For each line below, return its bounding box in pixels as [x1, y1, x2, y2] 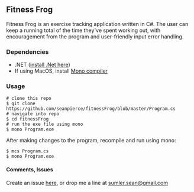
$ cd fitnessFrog [6, 116, 49, 122]
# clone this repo [6, 96, 51, 102]
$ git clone [6, 100, 35, 107]
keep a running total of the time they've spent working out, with [6, 27, 161, 34]
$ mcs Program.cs [6, 148, 49, 154]
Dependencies [6, 47, 49, 56]
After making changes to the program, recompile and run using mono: [6, 137, 176, 144]
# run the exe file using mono [6, 121, 83, 128]
